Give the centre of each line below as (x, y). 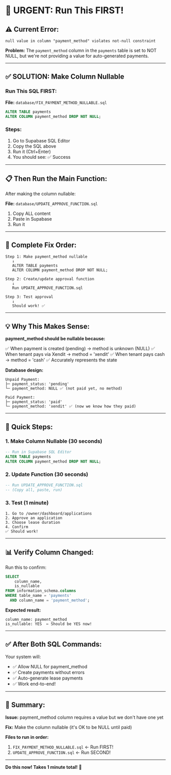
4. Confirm (17, 527)
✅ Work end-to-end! (34, 684)
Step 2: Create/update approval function (50, 279)
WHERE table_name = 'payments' (38, 596)
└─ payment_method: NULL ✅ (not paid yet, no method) (64, 389)
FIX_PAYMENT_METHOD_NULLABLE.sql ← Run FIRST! (63, 747)
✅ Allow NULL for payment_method (50, 666)
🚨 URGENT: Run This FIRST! (64, 10)
